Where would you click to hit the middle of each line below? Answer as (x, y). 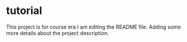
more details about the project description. (57, 33)
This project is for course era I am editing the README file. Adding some (93, 27)
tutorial (24, 11)
